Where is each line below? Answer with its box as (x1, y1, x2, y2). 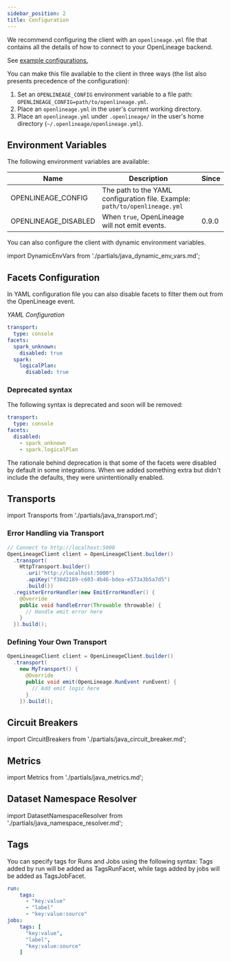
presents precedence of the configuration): (7, 76, 129, 85)
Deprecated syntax (7, 385, 73, 395)
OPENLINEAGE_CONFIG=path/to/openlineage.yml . (16, 97, 149, 105)
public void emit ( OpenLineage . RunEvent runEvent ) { (25, 678, 177, 685)
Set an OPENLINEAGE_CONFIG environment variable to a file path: (16, 90, 193, 98)
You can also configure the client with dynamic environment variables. (7, 238, 206, 247)
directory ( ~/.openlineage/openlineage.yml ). (16, 119, 144, 127)
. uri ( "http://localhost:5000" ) (25, 569, 115, 577)
